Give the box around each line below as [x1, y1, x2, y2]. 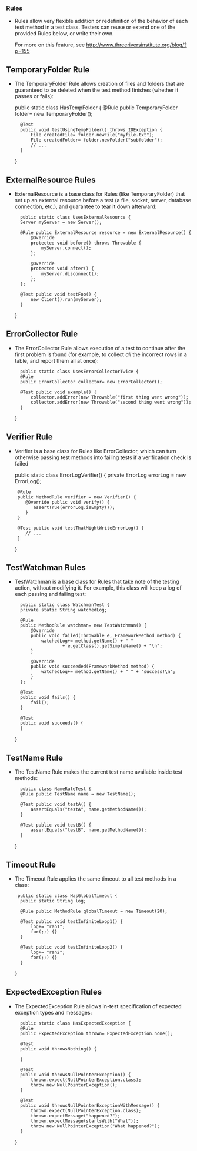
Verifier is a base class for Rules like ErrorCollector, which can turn [14, 447, 176, 454]
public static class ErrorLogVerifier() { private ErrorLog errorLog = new [14, 471, 186, 479]
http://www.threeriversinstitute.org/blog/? [86, 41, 187, 48]
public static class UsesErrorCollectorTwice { [20, 369, 139, 374]
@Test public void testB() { [20, 822, 92, 828]
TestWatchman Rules [6, 563, 86, 573]
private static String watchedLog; [20, 607, 108, 613]
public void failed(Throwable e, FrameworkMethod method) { [30, 633, 181, 639]
